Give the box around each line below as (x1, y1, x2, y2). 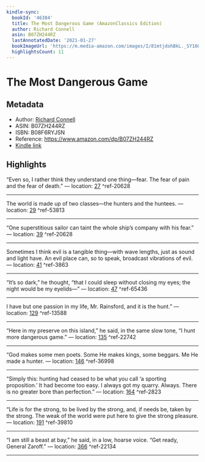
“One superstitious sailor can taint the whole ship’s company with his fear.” (6, 224, 194, 231)
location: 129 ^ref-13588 (6, 309, 67, 316)
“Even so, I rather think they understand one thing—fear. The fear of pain (6, 176, 190, 183)
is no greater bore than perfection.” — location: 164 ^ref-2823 (6, 388, 162, 395)
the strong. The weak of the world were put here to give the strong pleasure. (6, 412, 199, 419)
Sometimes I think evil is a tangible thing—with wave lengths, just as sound (6, 248, 195, 255)
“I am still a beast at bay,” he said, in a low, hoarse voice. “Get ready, (6, 436, 179, 444)
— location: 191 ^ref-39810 (6, 419, 73, 426)
